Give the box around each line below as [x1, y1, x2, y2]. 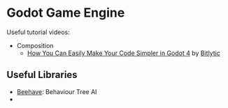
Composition [16, 41, 54, 49]
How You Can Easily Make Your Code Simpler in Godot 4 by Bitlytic [27, 49, 221, 57]
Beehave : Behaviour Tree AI [16, 87, 97, 95]
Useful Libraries [6, 69, 78, 81]
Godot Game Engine [6, 5, 125, 21]
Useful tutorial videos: [6, 28, 71, 36]
